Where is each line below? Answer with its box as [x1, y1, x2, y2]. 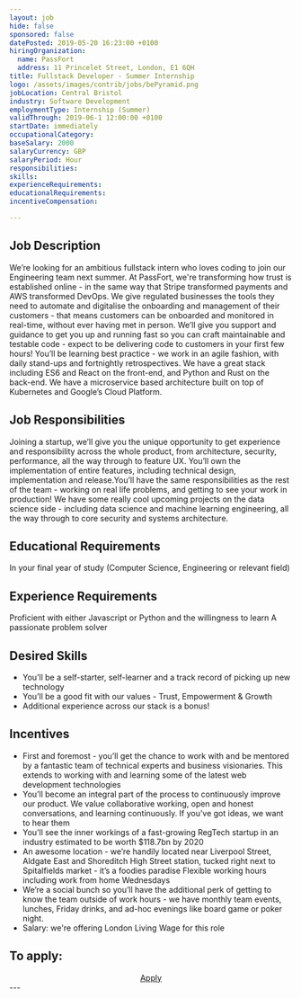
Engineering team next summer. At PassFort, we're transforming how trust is [9, 272, 292, 282]
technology [22, 681, 65, 692]
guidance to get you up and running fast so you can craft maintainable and [9, 329, 286, 340]
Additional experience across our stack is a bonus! [22, 700, 210, 711]
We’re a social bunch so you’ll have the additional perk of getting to [22, 884, 272, 895]
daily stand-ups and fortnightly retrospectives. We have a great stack [9, 357, 266, 369]
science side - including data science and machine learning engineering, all [9, 503, 289, 513]
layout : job [9, 13, 54, 22]
